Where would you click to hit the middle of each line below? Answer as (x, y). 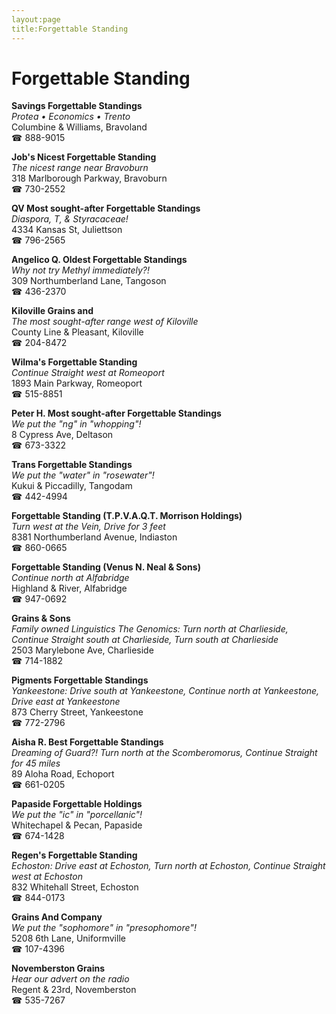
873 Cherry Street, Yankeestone (77, 712)
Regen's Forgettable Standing (74, 855)
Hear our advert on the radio (70, 979)
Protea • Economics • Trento (71, 117)
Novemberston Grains (58, 968)
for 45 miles (36, 763)
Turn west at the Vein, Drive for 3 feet (88, 527)
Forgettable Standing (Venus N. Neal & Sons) (106, 567)
